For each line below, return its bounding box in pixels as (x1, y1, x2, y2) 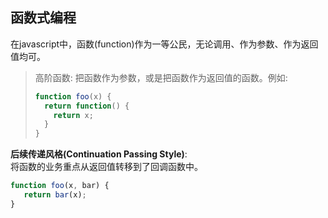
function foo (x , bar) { (10, 181, 110, 191)
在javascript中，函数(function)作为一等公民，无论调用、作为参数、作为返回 (10, 38, 319, 50)
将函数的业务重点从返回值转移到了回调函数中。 (10, 161, 203, 173)
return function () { (44, 101, 130, 111)
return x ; (53, 110, 94, 120)
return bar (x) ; (23, 190, 87, 200)
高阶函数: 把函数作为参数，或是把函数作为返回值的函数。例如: (34, 71, 288, 83)
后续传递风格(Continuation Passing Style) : (10, 148, 188, 160)
